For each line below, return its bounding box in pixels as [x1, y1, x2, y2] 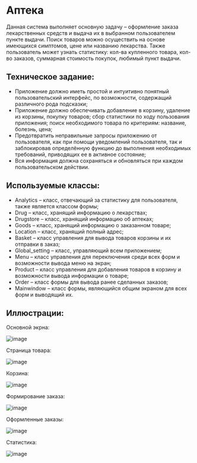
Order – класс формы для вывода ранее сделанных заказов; [14, 278, 169, 286]
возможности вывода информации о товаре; [14, 272, 129, 279]
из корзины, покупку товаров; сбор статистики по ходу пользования [14, 113, 190, 120]
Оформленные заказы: [6, 416, 64, 423]
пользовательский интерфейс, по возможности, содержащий [14, 94, 172, 101]
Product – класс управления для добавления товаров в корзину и [14, 265, 182, 273]
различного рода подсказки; [14, 100, 88, 107]
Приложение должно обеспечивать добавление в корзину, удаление [14, 106, 191, 113]
